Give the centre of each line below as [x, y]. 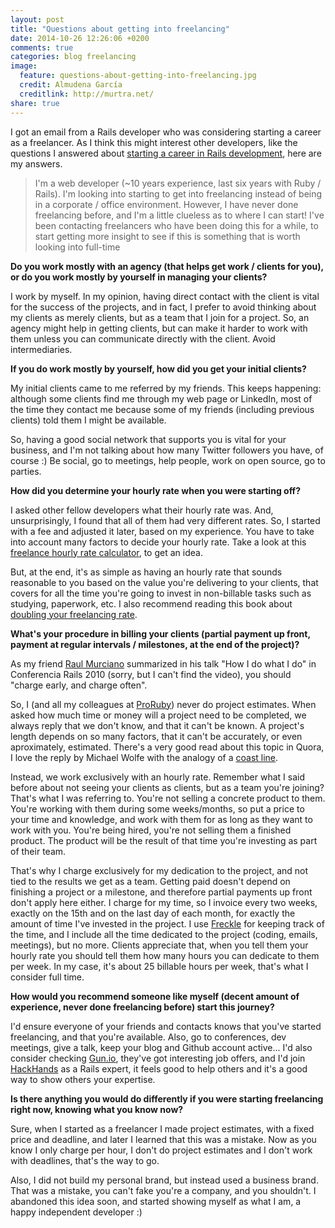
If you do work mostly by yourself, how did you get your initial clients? [158, 368]
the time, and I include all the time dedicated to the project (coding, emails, [164, 934]
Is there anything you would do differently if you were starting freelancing [167, 1098]
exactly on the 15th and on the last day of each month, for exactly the [153, 913]
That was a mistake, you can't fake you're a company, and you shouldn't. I [163, 1190]
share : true [35, 103]
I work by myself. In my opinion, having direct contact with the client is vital [165, 296]
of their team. [38, 851]
